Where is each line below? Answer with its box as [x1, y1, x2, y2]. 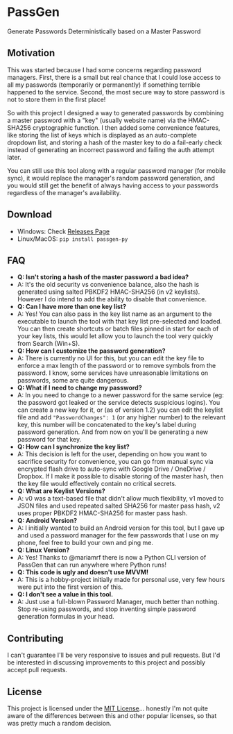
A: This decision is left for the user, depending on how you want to [17, 450, 207, 458]
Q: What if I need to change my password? [17, 383, 142, 392]
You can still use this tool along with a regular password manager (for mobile [7, 166, 226, 174]
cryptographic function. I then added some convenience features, [32, 123, 221, 132]
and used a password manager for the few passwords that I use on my [17, 531, 219, 540]
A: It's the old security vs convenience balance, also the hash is [17, 281, 200, 289]
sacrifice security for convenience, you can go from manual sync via [17, 458, 214, 466]
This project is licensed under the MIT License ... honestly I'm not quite [7, 704, 208, 712]
